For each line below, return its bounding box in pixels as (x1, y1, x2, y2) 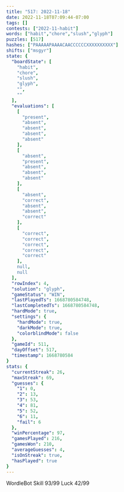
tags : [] (6, 20, 28, 26)
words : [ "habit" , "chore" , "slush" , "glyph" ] (6, 31, 113, 37)
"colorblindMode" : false (17, 330, 79, 336)
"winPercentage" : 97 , (11, 430, 66, 436)
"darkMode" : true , (17, 324, 63, 331)
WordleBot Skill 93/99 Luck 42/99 (6, 479, 89, 487)
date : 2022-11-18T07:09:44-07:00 (6, 14, 89, 20)
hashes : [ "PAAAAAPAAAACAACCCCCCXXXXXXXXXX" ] (6, 42, 119, 48)
